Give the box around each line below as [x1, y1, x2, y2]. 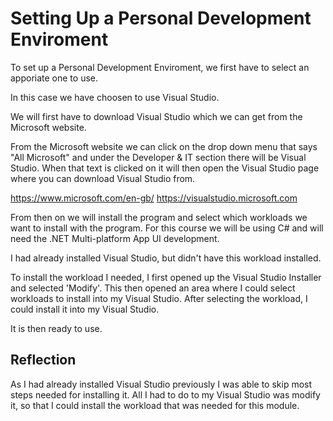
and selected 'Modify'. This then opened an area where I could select [10, 282, 296, 294]
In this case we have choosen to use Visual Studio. [10, 91, 220, 103]
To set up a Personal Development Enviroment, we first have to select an [10, 61, 310, 73]
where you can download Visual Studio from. [10, 172, 196, 184]
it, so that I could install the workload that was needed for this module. [10, 399, 300, 411]
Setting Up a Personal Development [10, 7, 312, 30]
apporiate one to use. [10, 72, 99, 84]
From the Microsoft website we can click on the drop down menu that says [10, 140, 318, 152]
